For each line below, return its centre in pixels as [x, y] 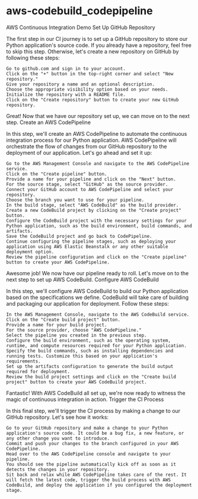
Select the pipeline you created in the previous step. [76, 335]
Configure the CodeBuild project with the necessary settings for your [96, 221]
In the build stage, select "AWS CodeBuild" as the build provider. [92, 205]
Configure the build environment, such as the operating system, [88, 340]
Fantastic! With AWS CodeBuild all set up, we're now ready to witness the [96, 393]
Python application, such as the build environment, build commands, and [99, 226]
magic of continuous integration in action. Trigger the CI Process [85, 399]
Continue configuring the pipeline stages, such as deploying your [91, 241]
